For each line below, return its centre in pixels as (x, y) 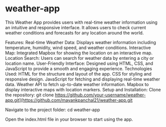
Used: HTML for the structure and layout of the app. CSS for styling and (79, 74)
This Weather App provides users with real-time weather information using (81, 22)
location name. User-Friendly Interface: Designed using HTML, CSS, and (79, 63)
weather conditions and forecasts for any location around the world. (75, 33)
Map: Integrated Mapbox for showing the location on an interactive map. (79, 53)
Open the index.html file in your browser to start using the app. (69, 119)
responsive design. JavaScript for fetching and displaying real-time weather (83, 79)
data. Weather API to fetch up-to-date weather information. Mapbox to (77, 84)
